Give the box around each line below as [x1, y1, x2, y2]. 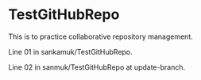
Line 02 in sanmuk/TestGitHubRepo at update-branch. [8, 62, 185, 72]
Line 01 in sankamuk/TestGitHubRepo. [8, 47, 133, 56]
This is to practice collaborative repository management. [8, 32, 193, 41]
